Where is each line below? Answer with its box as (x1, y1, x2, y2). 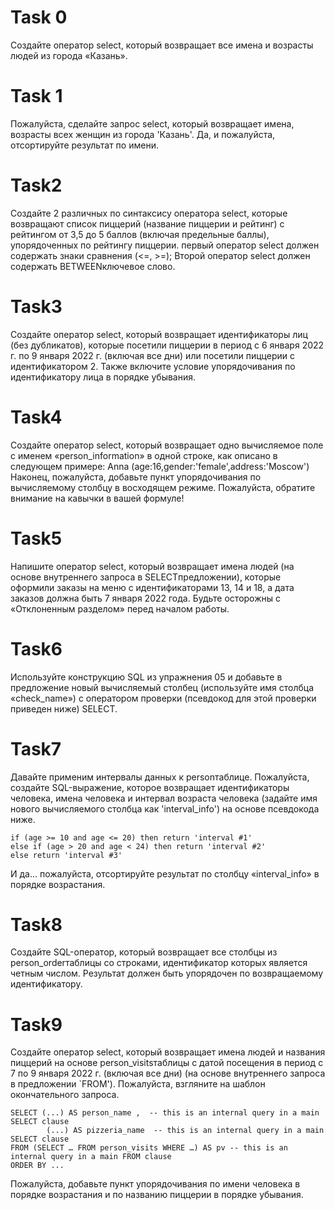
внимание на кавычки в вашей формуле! (10, 492, 185, 504)
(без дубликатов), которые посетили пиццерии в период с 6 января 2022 (10, 339, 325, 351)
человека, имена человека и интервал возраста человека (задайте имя (10, 792, 318, 804)
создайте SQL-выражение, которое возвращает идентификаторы (10, 781, 290, 793)
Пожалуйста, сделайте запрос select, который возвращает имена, (10, 117, 295, 130)
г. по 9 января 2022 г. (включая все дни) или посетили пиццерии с (10, 349, 295, 361)
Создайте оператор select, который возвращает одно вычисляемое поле (10, 439, 324, 451)
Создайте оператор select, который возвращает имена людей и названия (10, 1046, 326, 1058)
